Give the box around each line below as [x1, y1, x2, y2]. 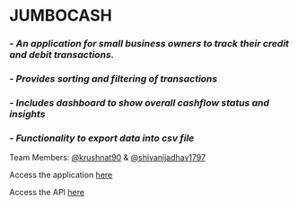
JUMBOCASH [9, 5, 112, 26]
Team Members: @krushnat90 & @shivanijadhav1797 [9, 152, 206, 163]
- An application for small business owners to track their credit [9, 38, 290, 50]
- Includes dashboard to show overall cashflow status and [9, 96, 269, 108]
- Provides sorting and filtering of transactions [9, 73, 218, 85]
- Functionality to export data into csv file [9, 132, 195, 144]
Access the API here [9, 187, 85, 198]
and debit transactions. [9, 48, 115, 61]
